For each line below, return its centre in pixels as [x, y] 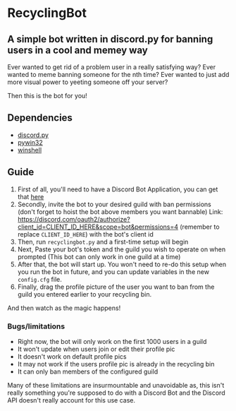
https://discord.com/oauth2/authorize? [74, 219]
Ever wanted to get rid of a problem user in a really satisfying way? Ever [112, 67]
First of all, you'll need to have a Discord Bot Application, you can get [118, 189]
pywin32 [30, 142]
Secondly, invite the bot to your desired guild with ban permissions [114, 204]
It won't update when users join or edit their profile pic [96, 349]
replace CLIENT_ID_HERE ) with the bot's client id [85, 234]
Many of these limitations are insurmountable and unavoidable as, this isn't [116, 385]
